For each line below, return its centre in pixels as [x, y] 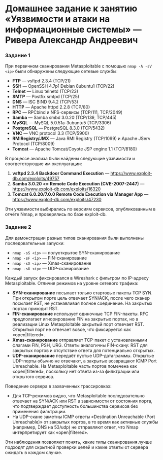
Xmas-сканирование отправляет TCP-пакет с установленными [80, 340]
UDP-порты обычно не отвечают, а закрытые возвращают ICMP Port [84, 361]
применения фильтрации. [39, 411]
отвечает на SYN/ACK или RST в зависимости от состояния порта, [82, 401]
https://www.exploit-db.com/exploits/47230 [57, 200]
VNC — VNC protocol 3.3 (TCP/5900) [51, 133]
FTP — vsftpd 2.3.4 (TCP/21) [41, 81]
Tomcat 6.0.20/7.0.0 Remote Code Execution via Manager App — [80, 194]
